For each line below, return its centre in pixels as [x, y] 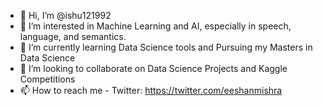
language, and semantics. [73, 36]
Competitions [47, 79]
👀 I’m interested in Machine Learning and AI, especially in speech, [155, 26]
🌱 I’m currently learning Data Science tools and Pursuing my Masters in [166, 47]
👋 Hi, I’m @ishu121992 [65, 15]
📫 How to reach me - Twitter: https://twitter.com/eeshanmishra [151, 90]
